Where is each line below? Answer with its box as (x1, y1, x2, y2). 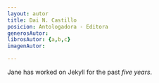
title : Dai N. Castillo (7, 17, 77, 24)
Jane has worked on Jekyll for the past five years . (7, 68, 153, 76)
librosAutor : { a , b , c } (7, 36, 71, 43)
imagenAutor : (7, 43, 46, 50)
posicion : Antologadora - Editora (7, 23, 109, 30)
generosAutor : (7, 29, 49, 37)
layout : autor (7, 10, 49, 17)
